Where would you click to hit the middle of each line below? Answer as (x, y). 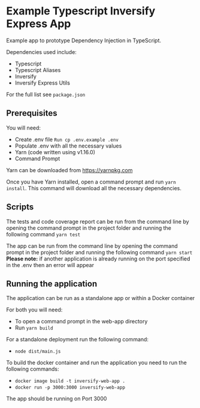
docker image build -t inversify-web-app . (70, 381)
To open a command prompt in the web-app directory (81, 322)
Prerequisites (32, 113)
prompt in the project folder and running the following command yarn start (99, 252)
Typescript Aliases (38, 70)
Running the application (52, 283)
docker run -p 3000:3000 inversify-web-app (70, 388)
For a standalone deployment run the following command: (77, 340)
